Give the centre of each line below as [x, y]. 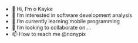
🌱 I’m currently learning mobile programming [66, 21]
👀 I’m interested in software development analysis [72, 15]
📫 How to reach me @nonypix [49, 34]
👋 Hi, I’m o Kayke [32, 9]
